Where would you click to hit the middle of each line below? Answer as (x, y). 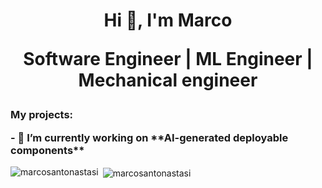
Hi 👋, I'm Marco (168, 20)
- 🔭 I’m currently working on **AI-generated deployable (149, 137)
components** (47, 150)
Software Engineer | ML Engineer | (168, 59)
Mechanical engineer (168, 80)
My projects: (42, 115)
